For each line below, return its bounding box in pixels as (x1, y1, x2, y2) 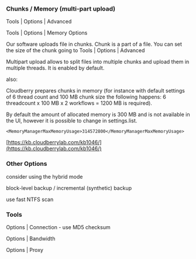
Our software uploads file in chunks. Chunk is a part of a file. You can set (6, 40, 183, 48)
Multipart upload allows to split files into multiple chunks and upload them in (6, 58, 190, 66)
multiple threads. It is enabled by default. (6, 64, 105, 71)
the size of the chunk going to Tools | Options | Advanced (6, 47, 145, 54)
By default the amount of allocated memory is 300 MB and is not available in (6, 111, 190, 118)
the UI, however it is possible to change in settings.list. (6, 117, 137, 124)
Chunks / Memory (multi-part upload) (6, 5, 116, 13)
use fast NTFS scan (6, 196, 54, 203)
